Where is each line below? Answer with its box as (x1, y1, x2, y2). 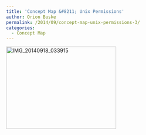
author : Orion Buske (6, 14, 57, 20)
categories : (6, 25, 35, 31)
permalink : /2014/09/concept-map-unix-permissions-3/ (6, 19, 141, 25)
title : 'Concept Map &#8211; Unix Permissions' (6, 8, 125, 15)
